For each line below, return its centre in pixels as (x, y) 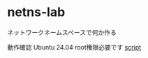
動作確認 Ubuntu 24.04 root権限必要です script (74, 47)
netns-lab (36, 12)
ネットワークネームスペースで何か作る (62, 32)
